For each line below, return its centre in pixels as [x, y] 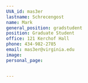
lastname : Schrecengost [35, 17]
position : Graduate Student [40, 33]
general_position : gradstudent [44, 28]
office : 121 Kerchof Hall [38, 39]
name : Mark [19, 22]
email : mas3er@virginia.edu [40, 50]
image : [14, 55]
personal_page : [25, 60]
